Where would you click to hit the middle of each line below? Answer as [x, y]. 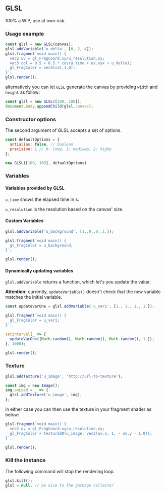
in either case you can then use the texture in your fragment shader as [78, 409]
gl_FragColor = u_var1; [35, 321]
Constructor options [31, 119]
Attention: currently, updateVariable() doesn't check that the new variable [83, 292]
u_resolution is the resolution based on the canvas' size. [64, 209]
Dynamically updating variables [39, 270]
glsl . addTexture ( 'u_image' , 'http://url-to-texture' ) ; [64, 376]
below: [12, 415]
